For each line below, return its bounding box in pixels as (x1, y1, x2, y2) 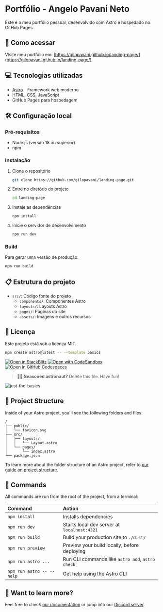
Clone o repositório (12, 168, 51, 174)
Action (63, 505, 79, 512)
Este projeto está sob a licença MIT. (5, 341, 77, 347)
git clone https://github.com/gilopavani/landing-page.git (12, 177, 134, 182)
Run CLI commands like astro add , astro (63, 556, 155, 562)
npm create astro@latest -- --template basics (5, 350, 101, 355)
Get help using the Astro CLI (63, 570, 127, 577)
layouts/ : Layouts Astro (19, 303, 67, 309)
